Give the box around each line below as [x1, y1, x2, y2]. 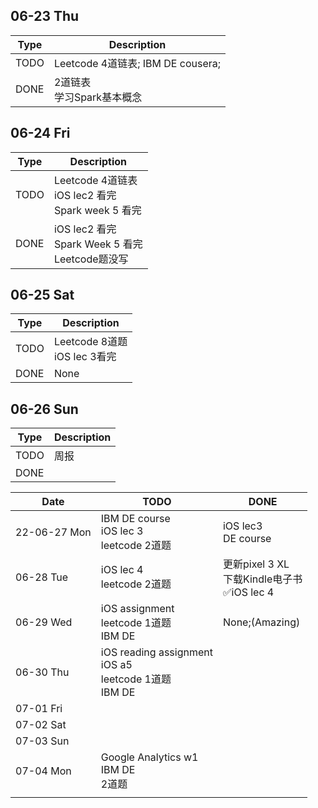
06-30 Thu [15, 665, 70, 679]
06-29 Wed [15, 615, 73, 629]
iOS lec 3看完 [53, 350, 117, 364]
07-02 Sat [15, 718, 67, 732]
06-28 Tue [15, 570, 69, 584]
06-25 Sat [10, 287, 75, 304]
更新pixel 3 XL [222, 557, 290, 571]
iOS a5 [100, 658, 133, 672]
